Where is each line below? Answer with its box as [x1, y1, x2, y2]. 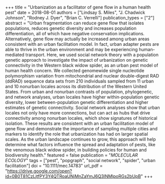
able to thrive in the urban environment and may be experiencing [5, 47, 138, 52]
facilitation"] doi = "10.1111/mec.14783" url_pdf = [5, 163, 103, 169]
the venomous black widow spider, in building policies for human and [5, 147, 147, 153]
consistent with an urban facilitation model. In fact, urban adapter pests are [5, 41, 159, 47]
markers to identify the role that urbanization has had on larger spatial [5, 131, 148, 137]
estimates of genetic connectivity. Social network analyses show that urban [5, 104, 160, 110]
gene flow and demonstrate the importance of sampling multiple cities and [5, 126, 158, 131]
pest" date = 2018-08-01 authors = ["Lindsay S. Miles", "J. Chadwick [5, 9, 146, 15]
